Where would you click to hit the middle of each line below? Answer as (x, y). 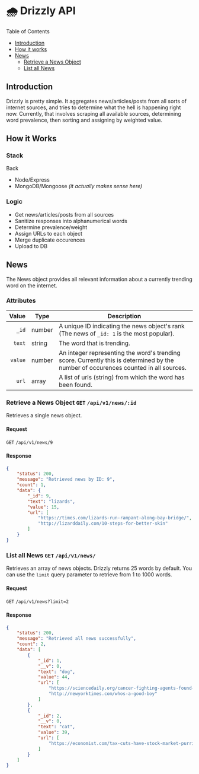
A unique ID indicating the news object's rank (122, 326)
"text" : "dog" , (57, 672)
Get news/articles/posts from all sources (64, 214)
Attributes (21, 301)
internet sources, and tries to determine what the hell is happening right (94, 107)
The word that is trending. (94, 343)
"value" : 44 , (54, 677)
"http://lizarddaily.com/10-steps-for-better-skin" (103, 524)
